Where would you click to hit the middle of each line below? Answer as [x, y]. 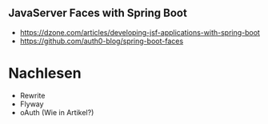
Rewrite [32, 95]
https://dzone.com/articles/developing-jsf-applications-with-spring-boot [140, 32]
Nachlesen [45, 73]
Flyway [32, 104]
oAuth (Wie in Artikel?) [57, 112]
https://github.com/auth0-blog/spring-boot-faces [102, 41]
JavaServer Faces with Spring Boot [98, 13]
